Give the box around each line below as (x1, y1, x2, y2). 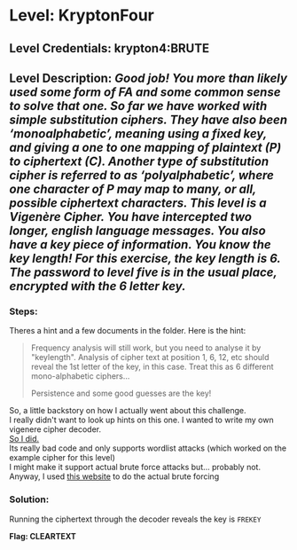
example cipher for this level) (9, 452, 115, 463)
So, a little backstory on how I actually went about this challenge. (9, 405, 246, 416)
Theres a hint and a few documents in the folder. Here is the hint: (9, 326, 246, 336)
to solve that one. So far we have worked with (9, 98, 268, 114)
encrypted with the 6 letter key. (9, 279, 186, 294)
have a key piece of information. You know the (9, 237, 272, 252)
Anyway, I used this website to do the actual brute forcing (9, 471, 220, 482)
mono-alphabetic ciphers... (30, 371, 130, 381)
